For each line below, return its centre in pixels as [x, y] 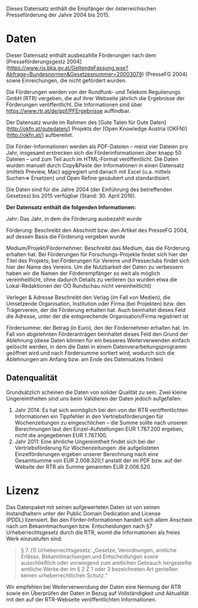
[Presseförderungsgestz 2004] [44, 61]
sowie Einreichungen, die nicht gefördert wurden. [66, 80]
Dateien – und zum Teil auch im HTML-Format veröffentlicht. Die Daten [92, 159]
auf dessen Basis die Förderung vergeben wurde [66, 236]
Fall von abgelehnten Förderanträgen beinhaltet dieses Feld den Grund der [97, 334]
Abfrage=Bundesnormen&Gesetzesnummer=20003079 [74, 74]
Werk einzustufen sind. [34, 539]
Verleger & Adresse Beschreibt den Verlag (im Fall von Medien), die [88, 297]
